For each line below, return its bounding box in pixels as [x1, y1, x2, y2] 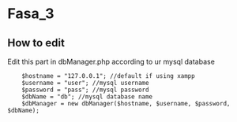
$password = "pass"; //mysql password [21, 86, 149, 94]
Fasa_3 [7, 5, 55, 23]
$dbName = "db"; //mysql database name [21, 93, 153, 101]
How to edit [7, 36, 65, 50]
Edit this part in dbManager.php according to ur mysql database [7, 57, 215, 66]
